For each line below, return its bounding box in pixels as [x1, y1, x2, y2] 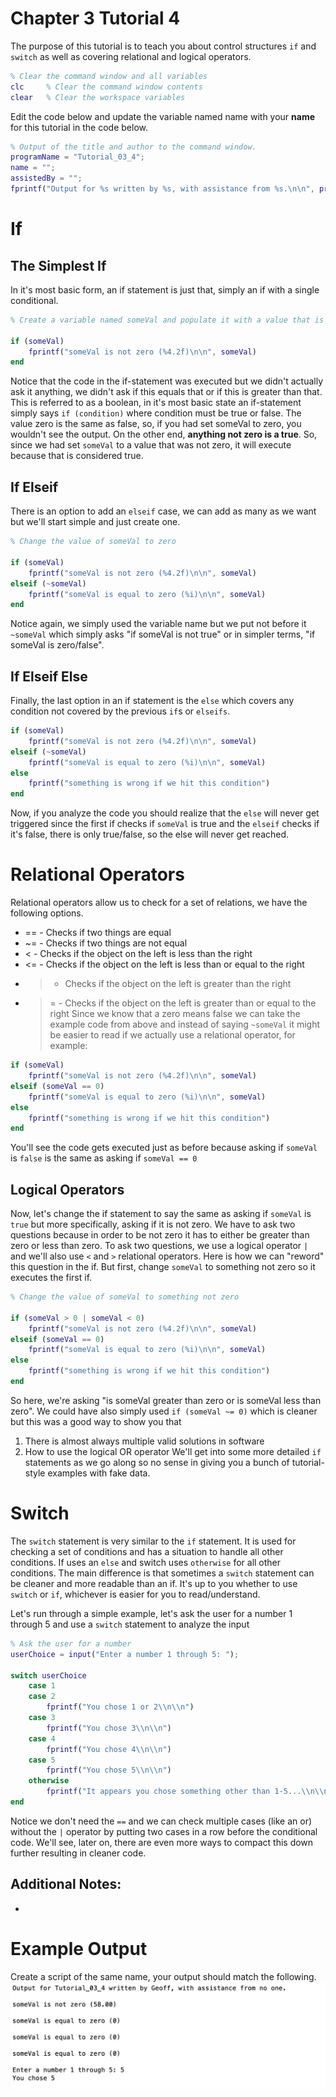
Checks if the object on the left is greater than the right [64, 978, 292, 990]
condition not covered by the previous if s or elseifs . [10, 705, 231, 717]
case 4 [28, 1733, 56, 1744]
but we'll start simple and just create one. [10, 516, 181, 528]
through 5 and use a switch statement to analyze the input [10, 1618, 250, 1630]
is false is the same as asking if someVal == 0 [10, 1152, 198, 1164]
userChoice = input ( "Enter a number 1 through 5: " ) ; [10, 1649, 240, 1659]
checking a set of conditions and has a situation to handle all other [10, 1545, 284, 1557]
